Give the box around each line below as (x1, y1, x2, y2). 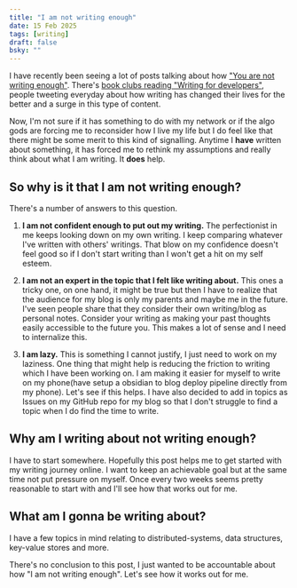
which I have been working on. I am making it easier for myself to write (21, 368, 281, 378)
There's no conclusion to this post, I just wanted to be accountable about (9, 559, 277, 569)
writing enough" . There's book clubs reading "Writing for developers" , (9, 80, 264, 91)
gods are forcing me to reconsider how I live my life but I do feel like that (9, 125, 273, 136)
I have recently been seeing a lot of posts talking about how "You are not (9, 70, 275, 81)
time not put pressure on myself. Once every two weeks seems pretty (9, 473, 263, 484)
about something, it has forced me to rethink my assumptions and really (9, 144, 271, 155)
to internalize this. (21, 331, 88, 342)
